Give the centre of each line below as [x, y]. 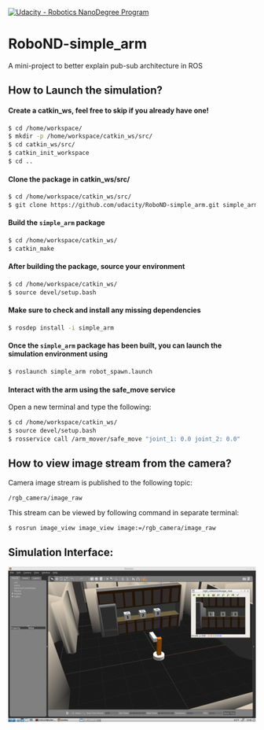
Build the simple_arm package [57, 223]
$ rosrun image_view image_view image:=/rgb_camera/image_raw [112, 528]
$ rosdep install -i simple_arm [61, 328]
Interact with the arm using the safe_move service [92, 389]
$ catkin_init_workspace [49, 153]
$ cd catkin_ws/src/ [42, 145]
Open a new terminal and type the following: [80, 407]
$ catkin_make [31, 249]
